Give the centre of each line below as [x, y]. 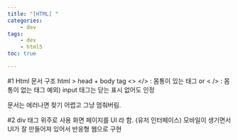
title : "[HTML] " [33, 14]
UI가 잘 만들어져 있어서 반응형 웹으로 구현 [65, 129]
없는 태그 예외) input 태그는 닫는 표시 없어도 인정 [87, 90]
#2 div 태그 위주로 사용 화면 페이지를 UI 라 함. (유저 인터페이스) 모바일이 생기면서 [119, 120]
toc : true [22, 54]
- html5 [31, 47]
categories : [25, 21]
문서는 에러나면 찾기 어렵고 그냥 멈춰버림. [64, 104]
